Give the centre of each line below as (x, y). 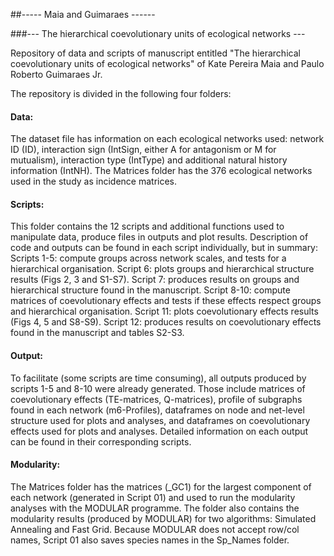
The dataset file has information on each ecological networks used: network (167, 139)
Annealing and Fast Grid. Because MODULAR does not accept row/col (155, 529)
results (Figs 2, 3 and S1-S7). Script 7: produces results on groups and (155, 280)
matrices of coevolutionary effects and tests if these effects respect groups (166, 301)
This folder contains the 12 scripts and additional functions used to (147, 226)
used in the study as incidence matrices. (94, 181)
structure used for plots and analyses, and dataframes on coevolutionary (160, 420)
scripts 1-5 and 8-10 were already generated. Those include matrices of (158, 388)
